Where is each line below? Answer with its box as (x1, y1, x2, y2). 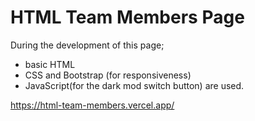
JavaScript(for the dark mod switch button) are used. (24, 79, 245, 91)
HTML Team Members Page (10, 6, 245, 29)
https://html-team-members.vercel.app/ (10, 99, 175, 111)
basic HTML (24, 58, 76, 70)
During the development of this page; (10, 39, 165, 51)
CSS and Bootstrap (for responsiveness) (24, 69, 192, 81)
